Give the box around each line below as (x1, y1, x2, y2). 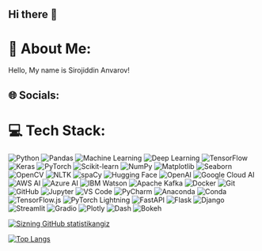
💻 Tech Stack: (8, 122, 106, 139)
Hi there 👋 (8, 8, 58, 21)
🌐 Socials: (8, 88, 60, 102)
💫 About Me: (8, 39, 92, 58)
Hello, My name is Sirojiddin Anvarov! (8, 66, 131, 75)
